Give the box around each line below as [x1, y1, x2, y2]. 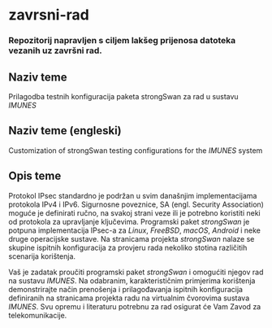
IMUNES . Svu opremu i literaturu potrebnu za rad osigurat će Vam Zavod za [8, 301, 261, 311]
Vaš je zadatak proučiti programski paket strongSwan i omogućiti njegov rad [8, 267, 264, 277]
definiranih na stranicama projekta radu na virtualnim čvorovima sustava [8, 293, 250, 303]
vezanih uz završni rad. [8, 45, 103, 56]
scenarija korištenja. [8, 251, 76, 261]
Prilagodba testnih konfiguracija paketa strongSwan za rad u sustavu [8, 91, 239, 101]
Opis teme [8, 169, 62, 183]
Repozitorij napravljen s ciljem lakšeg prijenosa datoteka [8, 35, 236, 46]
